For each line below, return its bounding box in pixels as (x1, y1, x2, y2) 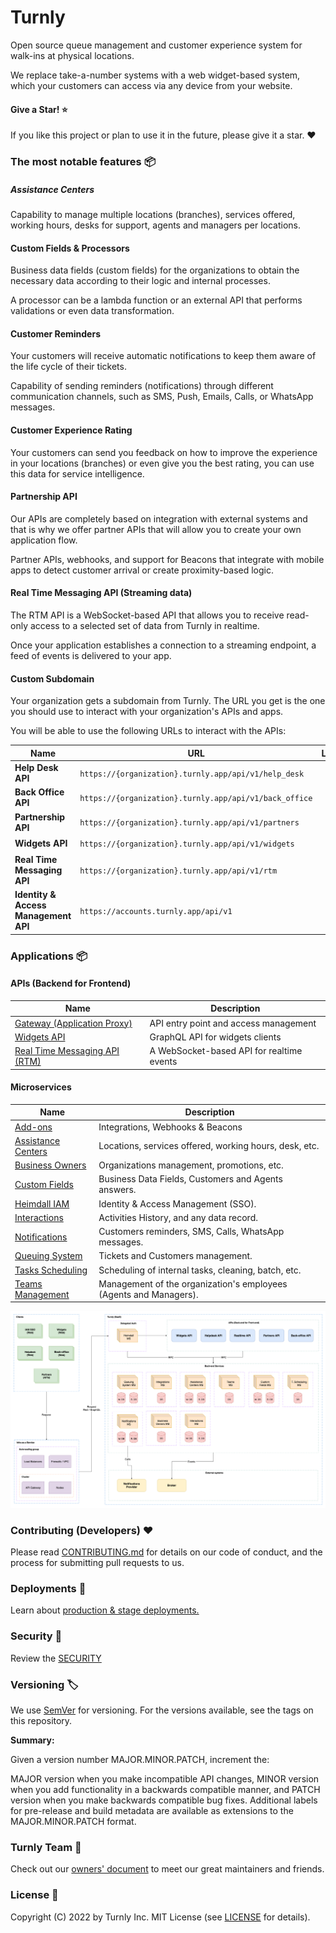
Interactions (14, 1211, 64, 1223)
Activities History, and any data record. (98, 1211, 258, 1223)
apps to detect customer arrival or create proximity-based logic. (10, 564, 274, 576)
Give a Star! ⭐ (10, 103, 68, 115)
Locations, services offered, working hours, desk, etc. (98, 1140, 320, 1152)
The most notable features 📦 (10, 155, 156, 169)
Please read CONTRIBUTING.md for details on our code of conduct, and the (10, 1546, 323, 1558)
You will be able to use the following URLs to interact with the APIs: (10, 725, 287, 737)
